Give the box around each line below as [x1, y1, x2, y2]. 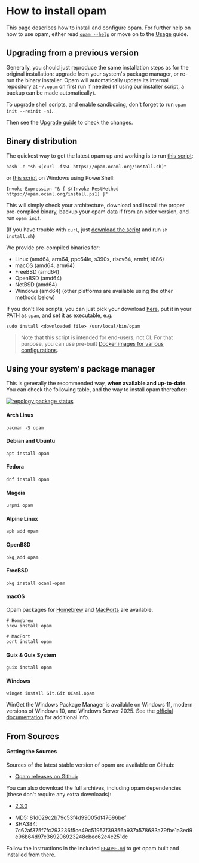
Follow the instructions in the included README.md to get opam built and [6, 845, 179, 852]
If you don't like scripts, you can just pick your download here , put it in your [6, 305, 192, 312]
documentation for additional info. [6, 714, 90, 721]
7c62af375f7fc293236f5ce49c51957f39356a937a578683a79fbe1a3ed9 [14, 827, 193, 834]
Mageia [6, 489, 26, 496]
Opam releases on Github [14, 773, 78, 780]
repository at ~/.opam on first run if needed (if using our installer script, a [6, 83, 185, 90]
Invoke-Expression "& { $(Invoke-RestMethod [6, 186, 119, 192]
